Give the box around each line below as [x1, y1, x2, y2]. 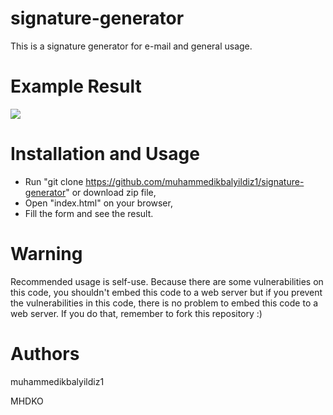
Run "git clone [24, 175, 84, 187]
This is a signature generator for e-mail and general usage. [10, 40, 253, 52]
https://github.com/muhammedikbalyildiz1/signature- [85, 175, 305, 187]
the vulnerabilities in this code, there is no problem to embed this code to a [10, 297, 319, 309]
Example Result [10, 75, 142, 98]
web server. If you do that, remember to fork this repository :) [10, 307, 263, 319]
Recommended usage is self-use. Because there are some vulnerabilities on [10, 275, 324, 287]
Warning [10, 243, 83, 265]
